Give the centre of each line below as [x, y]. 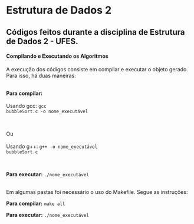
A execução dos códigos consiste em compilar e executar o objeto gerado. [97, 69]
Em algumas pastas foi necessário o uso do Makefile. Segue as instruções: [97, 192]
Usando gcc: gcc [26, 106]
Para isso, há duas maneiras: [41, 75]
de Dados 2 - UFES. [42, 41]
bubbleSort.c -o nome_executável [47, 111]
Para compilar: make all [36, 203]
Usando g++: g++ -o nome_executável [52, 146]
